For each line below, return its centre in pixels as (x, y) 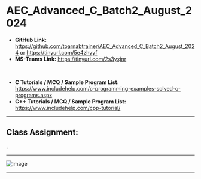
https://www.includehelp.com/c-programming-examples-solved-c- (98, 88)
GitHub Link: (31, 40)
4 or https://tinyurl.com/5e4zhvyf (56, 52)
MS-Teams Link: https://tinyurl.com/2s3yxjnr (71, 59)
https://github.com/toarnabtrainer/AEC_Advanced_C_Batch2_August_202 (105, 46)
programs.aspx (33, 95)
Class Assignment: (42, 132)
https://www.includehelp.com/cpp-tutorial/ (68, 108)
